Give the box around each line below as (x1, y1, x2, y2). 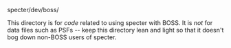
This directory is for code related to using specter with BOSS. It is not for (7, 19, 213, 26)
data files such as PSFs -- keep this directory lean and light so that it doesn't (7, 26, 224, 34)
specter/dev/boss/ (7, 6, 59, 14)
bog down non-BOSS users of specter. (7, 33, 117, 41)
